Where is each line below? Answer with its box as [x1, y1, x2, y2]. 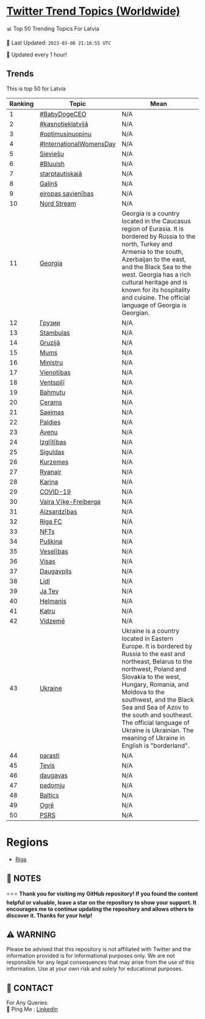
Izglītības [39, 437, 67, 446]
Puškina [39, 537, 63, 546]
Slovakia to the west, [121, 672, 181, 681]
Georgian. [121, 308, 150, 317]
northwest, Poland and [121, 665, 187, 673]
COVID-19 [39, 487, 71, 496]
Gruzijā [39, 338, 60, 347]
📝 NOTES [6, 873, 41, 884]
